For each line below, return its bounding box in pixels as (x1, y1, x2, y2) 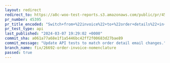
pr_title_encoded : (5, 21, 44, 27)
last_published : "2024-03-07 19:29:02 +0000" (5, 31, 103, 36)
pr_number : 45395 (5, 17, 42, 22)
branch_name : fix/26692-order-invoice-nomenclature (5, 45, 116, 50)
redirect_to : (5, 12, 32, 17)
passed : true (5, 50, 32, 55)
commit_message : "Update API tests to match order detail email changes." (5, 41, 166, 46)
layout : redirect (5, 7, 42, 13)
